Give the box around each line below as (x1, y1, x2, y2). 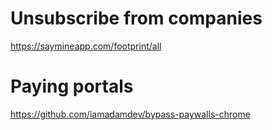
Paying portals (10, 75, 134, 98)
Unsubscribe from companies (10, 7, 263, 30)
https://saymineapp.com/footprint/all (10, 40, 162, 52)
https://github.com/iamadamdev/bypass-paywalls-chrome (10, 108, 251, 120)
